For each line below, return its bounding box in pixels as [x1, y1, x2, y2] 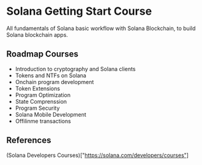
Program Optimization [15, 91, 71, 99]
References [6, 135, 51, 145]
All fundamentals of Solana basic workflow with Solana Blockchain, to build [6, 25, 196, 32]
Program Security [15, 104, 60, 112]
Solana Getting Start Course [6, 4, 152, 18]
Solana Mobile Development [15, 110, 87, 118]
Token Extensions [15, 85, 60, 92]
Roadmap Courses [6, 49, 78, 59]
